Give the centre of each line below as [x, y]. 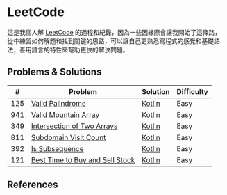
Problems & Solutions [54, 72]
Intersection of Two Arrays [74, 126]
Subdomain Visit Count [68, 137]
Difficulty [192, 91]
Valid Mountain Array [65, 114]
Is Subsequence [57, 148]
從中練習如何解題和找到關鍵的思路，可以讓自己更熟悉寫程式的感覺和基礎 [110, 41]
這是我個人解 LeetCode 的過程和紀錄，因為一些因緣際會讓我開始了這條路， [114, 32]
